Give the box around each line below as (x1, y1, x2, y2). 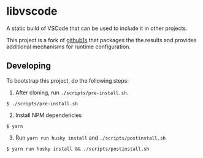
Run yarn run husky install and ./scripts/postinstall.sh (15, 134, 166, 141)
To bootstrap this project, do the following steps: (6, 77, 129, 84)
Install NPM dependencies (15, 111, 82, 119)
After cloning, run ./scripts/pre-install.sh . (15, 89, 129, 96)
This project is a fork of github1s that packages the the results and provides (6, 36, 197, 43)
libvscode (6, 4, 58, 18)
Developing (6, 61, 51, 71)
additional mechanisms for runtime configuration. (6, 43, 131, 50)
